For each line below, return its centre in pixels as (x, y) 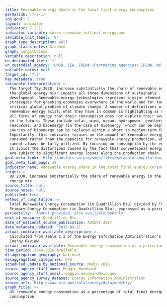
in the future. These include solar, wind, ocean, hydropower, (76, 121)
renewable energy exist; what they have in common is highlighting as (84, 112)
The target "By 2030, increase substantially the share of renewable (83, 88)
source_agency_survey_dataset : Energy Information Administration (75, 278)
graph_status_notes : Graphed (35, 47)
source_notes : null (25, 190)
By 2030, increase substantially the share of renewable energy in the (85, 176)
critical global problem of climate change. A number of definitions (83, 107)
